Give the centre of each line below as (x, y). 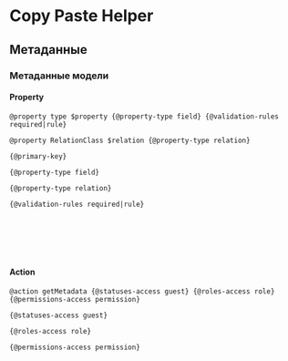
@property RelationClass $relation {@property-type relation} (130, 140)
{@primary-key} (38, 156)
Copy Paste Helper (82, 16)
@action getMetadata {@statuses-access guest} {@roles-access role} (142, 291)
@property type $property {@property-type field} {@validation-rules (144, 116)
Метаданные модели (59, 76)
